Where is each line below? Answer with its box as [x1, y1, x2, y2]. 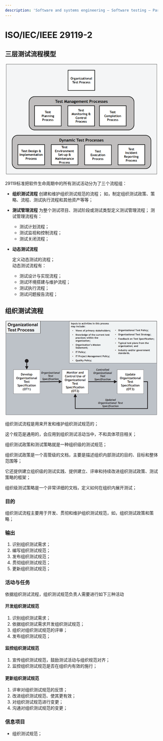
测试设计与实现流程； [19, 273, 62, 278]
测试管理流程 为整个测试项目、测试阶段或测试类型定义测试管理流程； [12, 207, 149, 213]
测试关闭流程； [19, 236, 49, 241]
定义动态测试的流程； [12, 256, 55, 262]
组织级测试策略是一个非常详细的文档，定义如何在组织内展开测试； [5, 484, 137, 490]
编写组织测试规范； [12, 548, 51, 554]
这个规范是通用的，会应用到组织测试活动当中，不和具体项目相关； [5, 431, 137, 437]
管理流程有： [16, 213, 42, 219]
